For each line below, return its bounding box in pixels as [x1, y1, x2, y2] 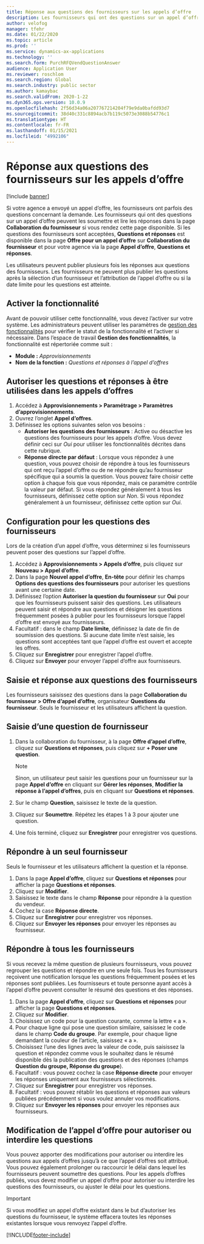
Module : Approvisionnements [15, 352, 91, 360]
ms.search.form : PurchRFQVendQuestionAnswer [6, 60, 121, 66]
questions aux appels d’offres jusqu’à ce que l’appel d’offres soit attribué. [6, 1157, 189, 1165]
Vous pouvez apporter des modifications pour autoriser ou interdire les [6, 1151, 184, 1158]
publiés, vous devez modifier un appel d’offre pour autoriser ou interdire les [6, 1176, 195, 1184]
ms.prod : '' [6, 43, 36, 49]
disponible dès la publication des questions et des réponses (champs [15, 1056, 189, 1063]
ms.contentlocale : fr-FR [6, 122, 69, 128]
